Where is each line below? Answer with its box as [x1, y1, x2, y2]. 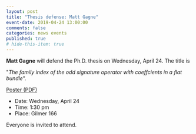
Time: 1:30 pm [14, 104, 49, 111]
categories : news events [6, 30, 67, 36]
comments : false [6, 25, 46, 31]
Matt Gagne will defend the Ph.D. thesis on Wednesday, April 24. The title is [6, 57, 190, 64]
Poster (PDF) [6, 86, 37, 93]
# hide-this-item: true [6, 42, 65, 47]
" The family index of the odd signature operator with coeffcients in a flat [6, 68, 182, 75]
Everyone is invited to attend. [6, 121, 77, 128]
